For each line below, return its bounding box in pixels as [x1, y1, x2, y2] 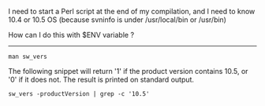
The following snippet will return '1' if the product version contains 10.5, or [8, 67, 248, 75]
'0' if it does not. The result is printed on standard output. [8, 75, 195, 84]
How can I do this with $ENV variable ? [8, 31, 135, 39]
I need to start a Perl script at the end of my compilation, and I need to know [8, 7, 256, 16]
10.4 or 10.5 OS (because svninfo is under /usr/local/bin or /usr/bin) [8, 15, 227, 24]
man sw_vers [8, 53, 47, 60]
